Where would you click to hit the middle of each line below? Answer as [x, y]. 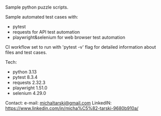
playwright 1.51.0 [30, 88]
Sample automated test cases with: [42, 17]
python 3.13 [24, 72]
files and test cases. [26, 52]
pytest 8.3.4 [25, 77]
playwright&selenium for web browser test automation [69, 37]
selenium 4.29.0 [29, 93]
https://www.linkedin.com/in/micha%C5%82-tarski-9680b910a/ [72, 108]
